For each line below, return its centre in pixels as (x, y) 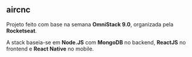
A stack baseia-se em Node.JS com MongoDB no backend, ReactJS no (96, 42)
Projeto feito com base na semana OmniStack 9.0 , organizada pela (90, 24)
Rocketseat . (22, 31)
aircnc (18, 10)
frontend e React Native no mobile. (50, 49)
